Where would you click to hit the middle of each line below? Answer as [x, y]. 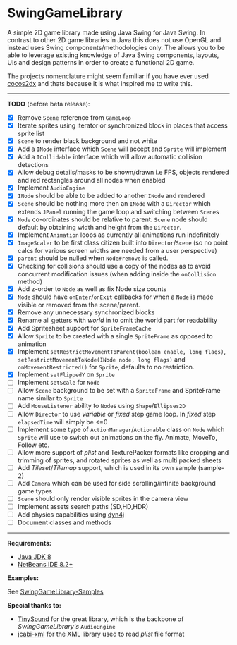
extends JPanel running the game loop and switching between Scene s [119, 211]
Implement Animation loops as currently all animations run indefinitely [119, 235]
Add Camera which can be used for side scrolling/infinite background [117, 483]
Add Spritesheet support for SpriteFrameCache [84, 328]
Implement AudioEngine [51, 188]
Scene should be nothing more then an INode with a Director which [114, 204]
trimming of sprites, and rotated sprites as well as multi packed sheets [120, 460]
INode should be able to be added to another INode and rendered [111, 196]
